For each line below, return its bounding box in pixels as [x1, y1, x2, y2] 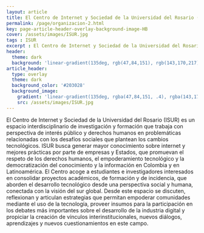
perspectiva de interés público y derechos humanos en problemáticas [6, 129, 182, 136]
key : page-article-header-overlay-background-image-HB [6, 26, 148, 32]
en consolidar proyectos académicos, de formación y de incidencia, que [6, 174, 187, 181]
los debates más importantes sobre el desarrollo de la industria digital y [6, 206, 185, 214]
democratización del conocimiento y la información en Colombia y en [6, 161, 180, 169]
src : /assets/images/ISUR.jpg [17, 99, 94, 105]
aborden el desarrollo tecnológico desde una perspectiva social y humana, [6, 181, 193, 188]
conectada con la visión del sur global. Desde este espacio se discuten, [6, 187, 186, 195]
